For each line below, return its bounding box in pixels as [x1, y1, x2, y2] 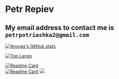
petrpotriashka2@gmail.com [5, 31, 89, 38]
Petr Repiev [5, 3, 54, 15]
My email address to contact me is [5, 23, 114, 32]
